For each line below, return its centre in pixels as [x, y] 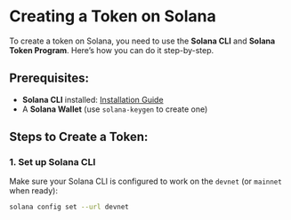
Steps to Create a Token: [79, 137]
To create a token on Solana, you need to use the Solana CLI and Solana [142, 41]
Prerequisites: [49, 79]
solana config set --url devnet [69, 207]
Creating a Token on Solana [113, 16]
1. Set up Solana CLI [53, 162]
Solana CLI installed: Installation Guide [93, 99]
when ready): [33, 191]
